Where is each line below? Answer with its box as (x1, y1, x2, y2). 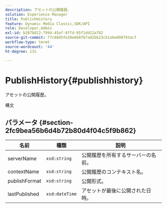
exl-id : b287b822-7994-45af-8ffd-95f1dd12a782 (5, 30, 103, 35)
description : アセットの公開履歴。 (5, 7, 71, 12)
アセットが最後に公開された (81, 187, 147, 194)
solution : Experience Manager (5, 12, 68, 17)
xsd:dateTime (46, 191, 77, 197)
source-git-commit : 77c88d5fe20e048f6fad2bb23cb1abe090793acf (5, 35, 137, 40)
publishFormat (7, 178, 41, 185)
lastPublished (7, 191, 39, 198)
